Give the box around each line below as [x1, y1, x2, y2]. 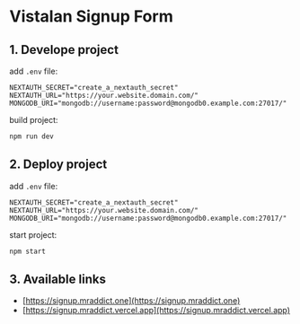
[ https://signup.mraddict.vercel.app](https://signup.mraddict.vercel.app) [22, 305, 290, 316]
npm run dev [9, 132, 54, 141]
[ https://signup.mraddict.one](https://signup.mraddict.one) [22, 295, 241, 306]
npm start [9, 247, 47, 256]
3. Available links [9, 271, 106, 286]
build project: [9, 115, 58, 125]
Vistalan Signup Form [9, 6, 173, 27]
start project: [9, 229, 57, 240]
